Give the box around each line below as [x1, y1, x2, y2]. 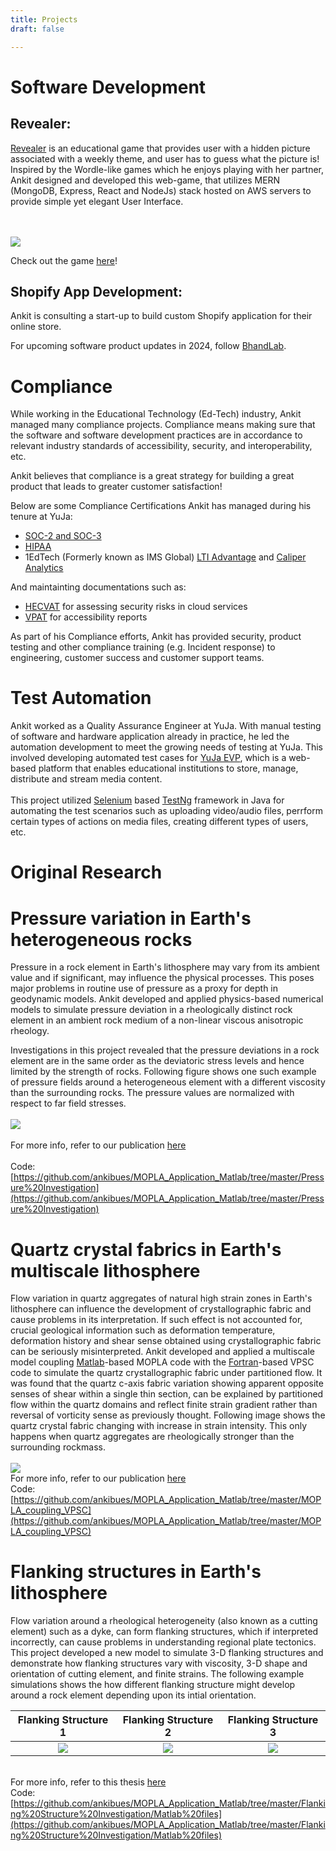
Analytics [24, 562, 64, 574]
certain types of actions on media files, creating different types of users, [10, 816, 309, 828]
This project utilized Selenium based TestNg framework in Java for [10, 794, 285, 806]
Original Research [10, 861, 163, 884]
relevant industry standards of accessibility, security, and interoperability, [10, 440, 313, 452]
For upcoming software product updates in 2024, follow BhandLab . [10, 340, 287, 352]
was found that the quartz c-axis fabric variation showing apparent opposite [10, 1377, 324, 1390]
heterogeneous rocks [10, 928, 193, 951]
